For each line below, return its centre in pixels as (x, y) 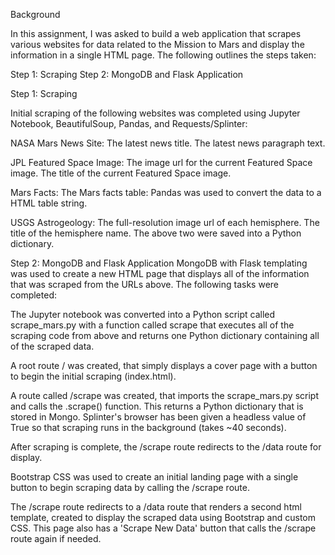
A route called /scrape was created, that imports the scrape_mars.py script (164, 395)
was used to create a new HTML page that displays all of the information (160, 273)
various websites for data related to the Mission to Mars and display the (157, 44)
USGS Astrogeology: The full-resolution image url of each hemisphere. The (165, 222)
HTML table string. (49, 203)
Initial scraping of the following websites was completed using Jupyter (155, 113)
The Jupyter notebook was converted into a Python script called (143, 314)
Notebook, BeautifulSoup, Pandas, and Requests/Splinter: (129, 123)
